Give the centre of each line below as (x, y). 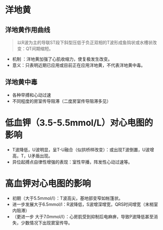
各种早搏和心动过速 (32, 95)
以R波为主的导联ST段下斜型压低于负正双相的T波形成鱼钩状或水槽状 (85, 43)
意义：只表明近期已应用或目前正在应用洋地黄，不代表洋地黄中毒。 (79, 65)
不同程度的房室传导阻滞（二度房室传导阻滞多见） (61, 101)
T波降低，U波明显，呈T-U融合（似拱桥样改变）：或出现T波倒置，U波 (81, 149)
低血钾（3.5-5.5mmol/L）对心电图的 (79, 123)
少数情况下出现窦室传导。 (47, 223)
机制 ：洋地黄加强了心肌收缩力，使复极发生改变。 (62, 59)
